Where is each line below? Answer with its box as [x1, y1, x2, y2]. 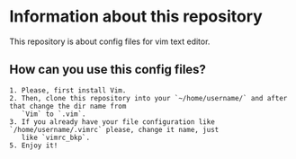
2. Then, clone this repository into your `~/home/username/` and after [9, 93, 288, 102]
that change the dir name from [9, 102, 127, 110]
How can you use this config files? [9, 62, 207, 77]
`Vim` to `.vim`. [21, 110, 87, 119]
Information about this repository [9, 6, 263, 27]
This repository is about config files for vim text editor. [9, 36, 211, 47]
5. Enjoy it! [9, 141, 58, 150]
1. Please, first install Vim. [9, 85, 127, 95]
